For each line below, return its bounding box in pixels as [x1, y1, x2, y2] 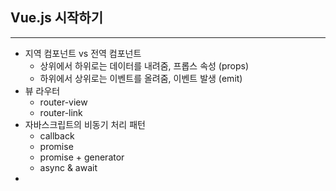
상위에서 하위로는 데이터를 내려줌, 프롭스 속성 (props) [39, 59, 250, 72]
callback [39, 129, 75, 142]
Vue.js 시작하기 [10, 9, 103, 27]
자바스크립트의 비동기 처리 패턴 [24, 118, 146, 130]
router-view [39, 96, 88, 108]
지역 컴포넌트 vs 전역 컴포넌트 [24, 47, 142, 59]
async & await [39, 161, 98, 173]
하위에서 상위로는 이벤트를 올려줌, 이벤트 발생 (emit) [39, 72, 243, 84]
